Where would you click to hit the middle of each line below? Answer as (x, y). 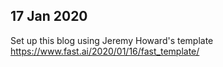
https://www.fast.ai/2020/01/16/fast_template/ (105, 51)
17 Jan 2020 (49, 16)
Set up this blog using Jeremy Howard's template (112, 40)
